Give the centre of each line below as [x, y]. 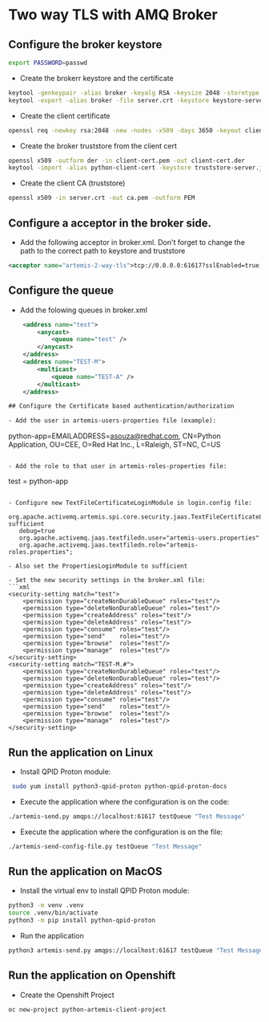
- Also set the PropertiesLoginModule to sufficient [98, 566]
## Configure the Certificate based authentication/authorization [121, 406]
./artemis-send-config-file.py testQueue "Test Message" [105, 846]
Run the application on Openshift [92, 976]
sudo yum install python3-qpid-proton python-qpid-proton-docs [119, 786]
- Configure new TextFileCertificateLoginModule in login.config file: [130, 503]
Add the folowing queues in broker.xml [84, 310]
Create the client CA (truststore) [72, 183]
